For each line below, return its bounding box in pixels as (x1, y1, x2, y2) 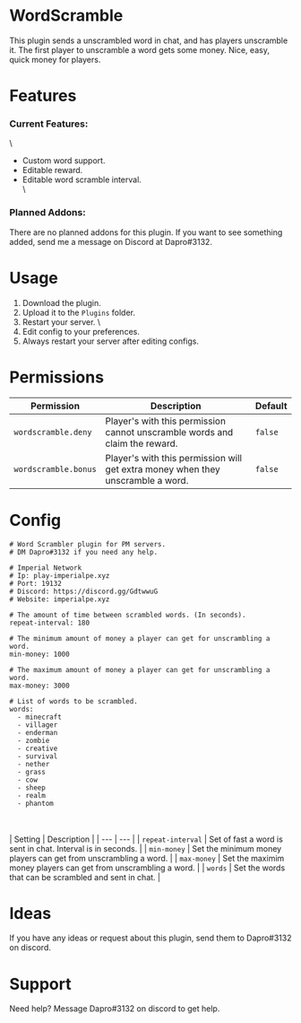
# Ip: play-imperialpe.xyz (9, 571, 110, 580)
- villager (17, 720, 58, 730)
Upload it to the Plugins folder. (21, 307, 136, 318)
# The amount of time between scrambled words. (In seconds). (9, 610, 246, 619)
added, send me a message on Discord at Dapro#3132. (9, 236, 213, 247)
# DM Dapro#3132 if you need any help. (9, 547, 159, 556)
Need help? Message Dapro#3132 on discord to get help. (9, 1003, 220, 1014)
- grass (17, 767, 47, 776)
